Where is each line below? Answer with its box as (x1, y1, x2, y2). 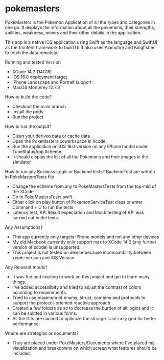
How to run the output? (5, 123, 52, 129)
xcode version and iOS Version (12, 254, 75, 261)
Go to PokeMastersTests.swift (12, 194, 72, 200)
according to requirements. (12, 289, 67, 295)
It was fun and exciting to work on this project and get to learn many (12, 273, 150, 279)
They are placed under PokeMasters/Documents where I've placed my (12, 340, 155, 346)
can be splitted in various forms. (12, 310, 77, 316)
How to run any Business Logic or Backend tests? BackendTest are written (5, 168, 155, 175)
